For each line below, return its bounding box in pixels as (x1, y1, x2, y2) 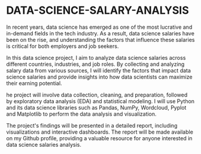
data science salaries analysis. (6, 141, 82, 148)
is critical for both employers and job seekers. (6, 43, 119, 50)
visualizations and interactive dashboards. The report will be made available (6, 128, 193, 135)
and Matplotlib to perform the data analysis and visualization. (6, 110, 157, 117)
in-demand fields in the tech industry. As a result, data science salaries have (6, 29, 194, 37)
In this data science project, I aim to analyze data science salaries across (6, 54, 186, 61)
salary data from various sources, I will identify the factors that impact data (6, 67, 191, 74)
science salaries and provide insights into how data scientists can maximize (6, 73, 193, 80)
